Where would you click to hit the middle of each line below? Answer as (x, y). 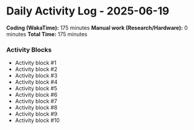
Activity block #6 (36, 95)
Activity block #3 (36, 76)
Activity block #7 (36, 101)
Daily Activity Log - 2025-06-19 (88, 11)
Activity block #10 (37, 120)
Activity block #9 (36, 114)
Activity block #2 (36, 69)
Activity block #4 (36, 82)
